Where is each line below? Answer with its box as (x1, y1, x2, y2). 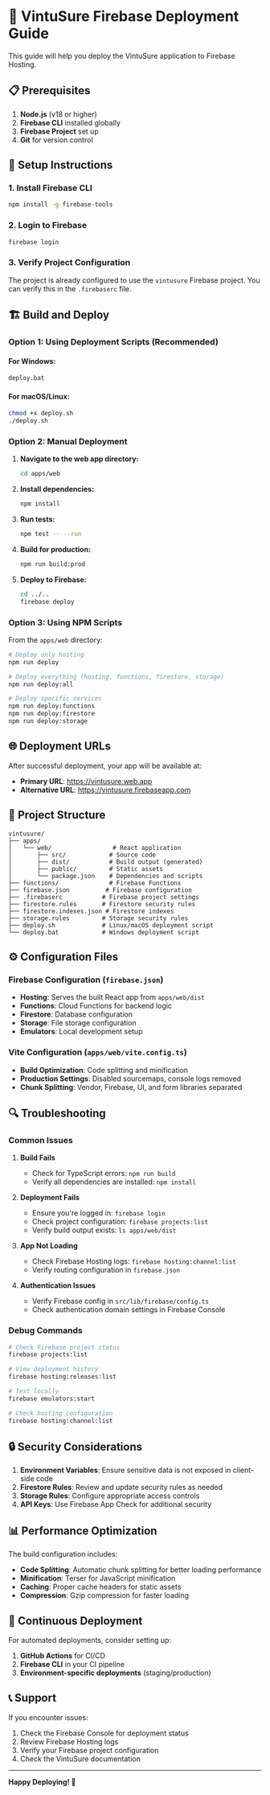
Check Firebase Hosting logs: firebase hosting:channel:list (31, 1256, 237, 1266)
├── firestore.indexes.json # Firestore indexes (8, 907, 174, 915)
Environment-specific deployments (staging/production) (19, 1668, 211, 1677)
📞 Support (8, 1691, 57, 1705)
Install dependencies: (19, 485, 95, 494)
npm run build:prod (19, 560, 86, 568)
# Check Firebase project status (8, 1343, 121, 1351)
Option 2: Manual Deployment (8, 436, 128, 448)
